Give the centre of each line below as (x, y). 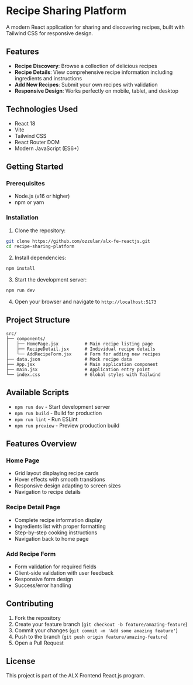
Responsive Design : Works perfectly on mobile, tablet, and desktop (96, 91)
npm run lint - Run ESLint (46, 419)
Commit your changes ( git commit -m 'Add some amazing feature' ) (96, 630)
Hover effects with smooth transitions (60, 480)
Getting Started (35, 166)
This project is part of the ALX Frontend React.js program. (76, 675)
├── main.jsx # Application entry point (78, 369)
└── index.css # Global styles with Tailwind (83, 374)
